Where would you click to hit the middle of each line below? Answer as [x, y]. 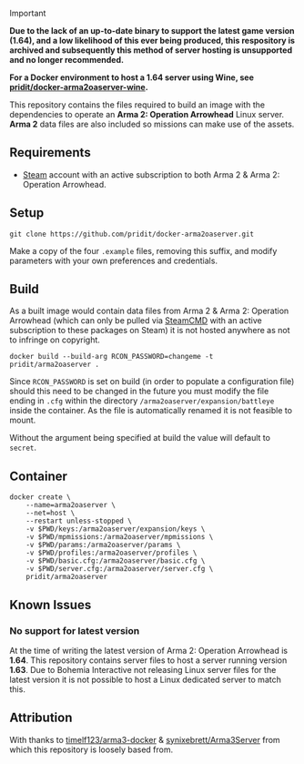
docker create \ [40, 497]
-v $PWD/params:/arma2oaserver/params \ [103, 545]
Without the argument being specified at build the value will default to [140, 438]
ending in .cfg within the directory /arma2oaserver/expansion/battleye [142, 401]
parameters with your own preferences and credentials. [114, 260]
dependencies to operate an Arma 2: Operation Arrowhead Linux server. [147, 114]
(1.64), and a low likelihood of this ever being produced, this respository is [152, 41]
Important [28, 13]
